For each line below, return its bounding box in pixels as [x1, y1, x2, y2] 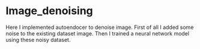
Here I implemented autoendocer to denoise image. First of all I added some [5, 24, 194, 31]
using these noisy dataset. [5, 36, 71, 43]
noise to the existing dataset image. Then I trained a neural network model [5, 30, 190, 37]
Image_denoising [5, 4, 94, 18]
